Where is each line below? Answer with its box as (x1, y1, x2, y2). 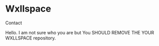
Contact (5, 20, 22, 26)
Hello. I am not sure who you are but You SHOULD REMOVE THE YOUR (5, 29, 154, 35)
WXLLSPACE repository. (5, 35, 56, 41)
